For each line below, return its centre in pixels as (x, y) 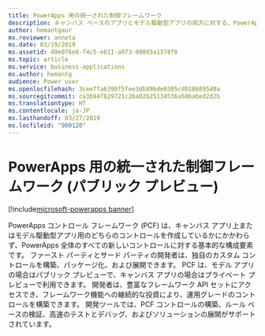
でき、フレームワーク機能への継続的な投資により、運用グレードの (128, 294)
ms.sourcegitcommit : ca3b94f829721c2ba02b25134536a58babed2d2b (114, 96)
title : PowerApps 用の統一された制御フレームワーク (85, 15)
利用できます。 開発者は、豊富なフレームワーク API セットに (140, 284)
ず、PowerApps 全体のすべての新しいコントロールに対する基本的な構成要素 (131, 245)
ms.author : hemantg (40, 74)
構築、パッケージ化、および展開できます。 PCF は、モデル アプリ (148, 264)
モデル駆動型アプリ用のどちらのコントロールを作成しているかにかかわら (132, 235)
